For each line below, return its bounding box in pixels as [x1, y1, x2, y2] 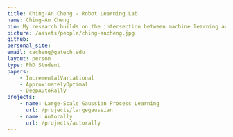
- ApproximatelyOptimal [19, 81, 89, 88]
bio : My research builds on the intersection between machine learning [7, 23, 218, 30]
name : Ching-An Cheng [7, 17, 70, 24]
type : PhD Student [7, 62, 60, 68]
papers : [7, 68, 30, 75]
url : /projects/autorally [25, 119, 101, 127]
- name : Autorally [19, 113, 73, 120]
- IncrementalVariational [19, 74, 95, 82]
